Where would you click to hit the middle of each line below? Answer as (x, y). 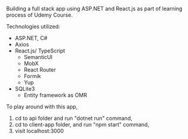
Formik (32, 76)
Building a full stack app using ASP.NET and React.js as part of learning (94, 9)
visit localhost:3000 (39, 131)
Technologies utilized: (33, 27)
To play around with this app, (42, 106)
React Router (40, 70)
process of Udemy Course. (40, 15)
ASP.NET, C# (31, 38)
